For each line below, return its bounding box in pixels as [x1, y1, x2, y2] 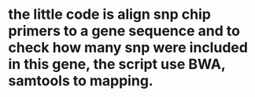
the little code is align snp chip [8, 5, 211, 23]
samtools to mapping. [8, 72, 153, 90]
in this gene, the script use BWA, [8, 56, 226, 74]
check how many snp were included [8, 39, 248, 56]
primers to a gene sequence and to [8, 22, 240, 40]
